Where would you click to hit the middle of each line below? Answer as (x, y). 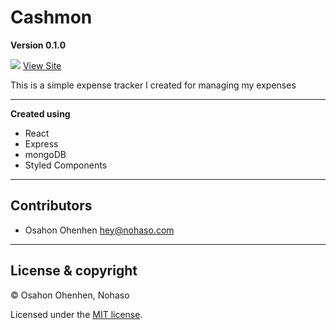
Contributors (51, 206)
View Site (42, 65)
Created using (40, 113)
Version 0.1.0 (38, 45)
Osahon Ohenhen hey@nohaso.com (99, 230)
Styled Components (66, 165)
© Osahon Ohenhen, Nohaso (70, 295)
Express (41, 143)
